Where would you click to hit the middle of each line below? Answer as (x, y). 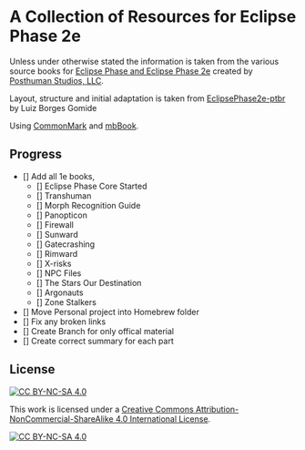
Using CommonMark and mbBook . (74, 126)
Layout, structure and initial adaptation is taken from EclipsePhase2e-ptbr (147, 98)
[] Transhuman (64, 195)
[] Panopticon (62, 215)
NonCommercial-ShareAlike (61, 419)
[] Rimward (57, 253)
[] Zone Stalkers (66, 302)
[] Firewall (55, 224)
